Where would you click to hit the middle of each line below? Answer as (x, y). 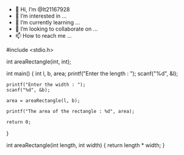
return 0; (19, 122)
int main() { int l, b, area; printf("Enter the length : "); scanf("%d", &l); (92, 74)
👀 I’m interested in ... (41, 16)
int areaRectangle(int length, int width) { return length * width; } (86, 145)
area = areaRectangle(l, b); (43, 101)
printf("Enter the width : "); (46, 85)
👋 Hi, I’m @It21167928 (42, 9)
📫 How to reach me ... (43, 36)
